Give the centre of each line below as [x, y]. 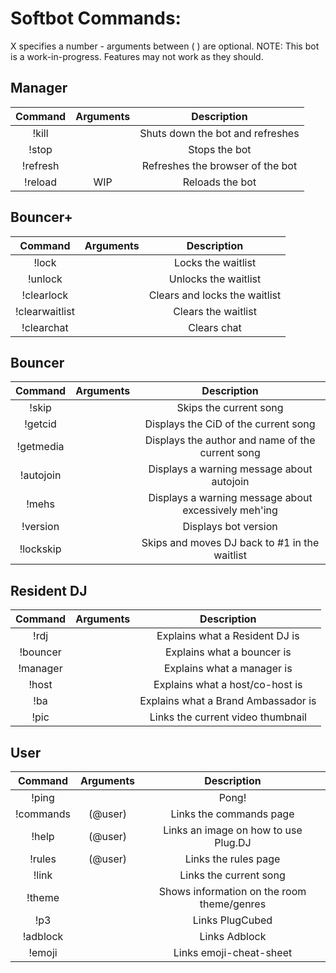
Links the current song [232, 875]
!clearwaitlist [45, 311]
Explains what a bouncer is [228, 652]
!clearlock [45, 295]
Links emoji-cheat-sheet [233, 952]
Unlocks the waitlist [215, 279]
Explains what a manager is [228, 669]
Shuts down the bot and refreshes [219, 133]
